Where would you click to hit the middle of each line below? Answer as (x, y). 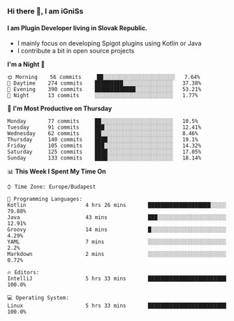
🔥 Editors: (23, 273)
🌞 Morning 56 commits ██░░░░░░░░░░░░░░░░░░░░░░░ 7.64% (104, 77)
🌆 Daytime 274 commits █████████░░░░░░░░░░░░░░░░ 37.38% (104, 83)
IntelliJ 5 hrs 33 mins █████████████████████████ (117, 279)
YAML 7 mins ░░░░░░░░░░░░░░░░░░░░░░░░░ (117, 242)
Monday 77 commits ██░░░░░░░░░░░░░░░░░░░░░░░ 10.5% (103, 122)
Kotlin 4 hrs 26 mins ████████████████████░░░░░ (117, 206)
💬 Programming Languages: (45, 199)
